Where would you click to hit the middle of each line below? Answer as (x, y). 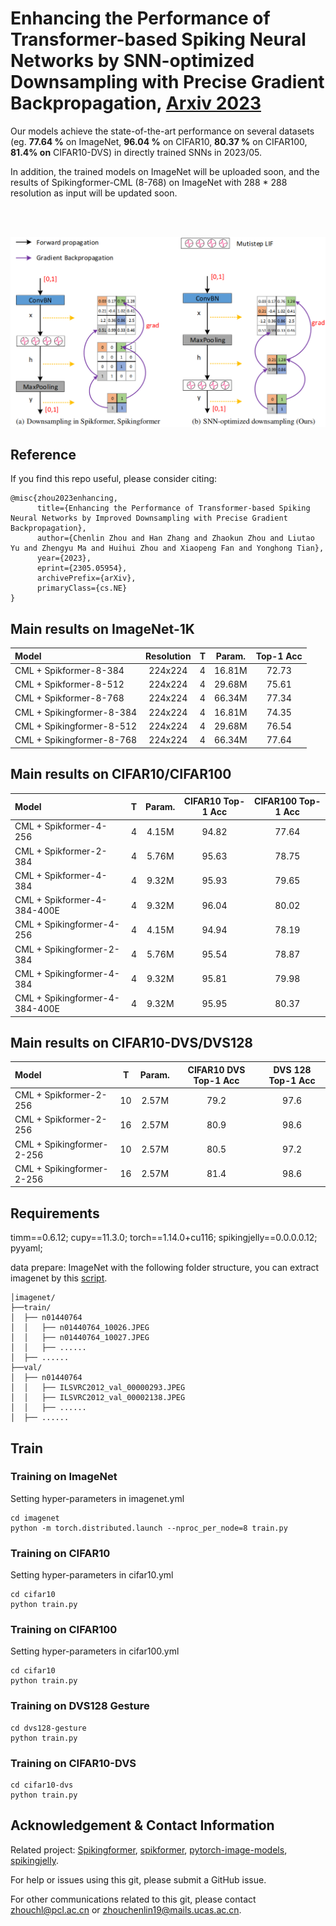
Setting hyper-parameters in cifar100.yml (95, 1651)
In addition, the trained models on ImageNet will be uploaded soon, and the (165, 171)
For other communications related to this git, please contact (133, 1899)
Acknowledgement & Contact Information (142, 1825)
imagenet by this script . (59, 1278)
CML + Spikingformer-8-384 (76, 712)
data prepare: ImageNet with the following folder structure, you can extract (165, 1268)
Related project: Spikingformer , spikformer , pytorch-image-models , (149, 1849)
